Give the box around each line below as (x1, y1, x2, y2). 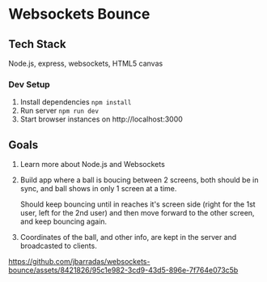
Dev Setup (8, 79, 50, 90)
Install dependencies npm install (19, 97, 132, 107)
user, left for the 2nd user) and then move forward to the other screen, (19, 208, 255, 218)
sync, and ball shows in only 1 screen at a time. (19, 184, 177, 194)
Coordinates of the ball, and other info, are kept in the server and (19, 233, 237, 242)
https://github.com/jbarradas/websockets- (8, 257, 150, 267)
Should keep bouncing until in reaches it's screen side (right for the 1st (19, 199, 256, 209)
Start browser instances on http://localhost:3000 (19, 114, 184, 124)
